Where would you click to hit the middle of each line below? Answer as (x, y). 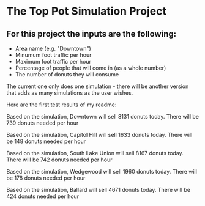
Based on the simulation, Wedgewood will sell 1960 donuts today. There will (102, 171)
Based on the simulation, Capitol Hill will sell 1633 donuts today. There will (99, 135)
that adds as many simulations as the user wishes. (70, 93)
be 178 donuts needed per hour (46, 178)
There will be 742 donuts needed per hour (59, 160)
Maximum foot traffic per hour (53, 61)
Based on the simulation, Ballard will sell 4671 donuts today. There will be (99, 190)
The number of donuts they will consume (67, 74)
